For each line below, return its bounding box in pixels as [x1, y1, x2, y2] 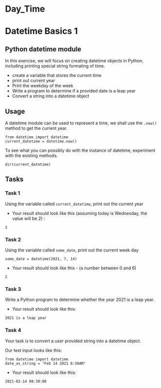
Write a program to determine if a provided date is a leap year [12, 88, 136, 94]
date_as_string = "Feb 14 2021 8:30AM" [5, 361, 86, 366]
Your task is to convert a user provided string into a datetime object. [5, 338, 141, 344]
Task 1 [5, 190, 20, 196]
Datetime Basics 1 [5, 26, 78, 37]
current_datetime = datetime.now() [5, 139, 77, 144]
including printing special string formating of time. [5, 63, 106, 69]
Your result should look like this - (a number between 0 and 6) [12, 265, 137, 271]
